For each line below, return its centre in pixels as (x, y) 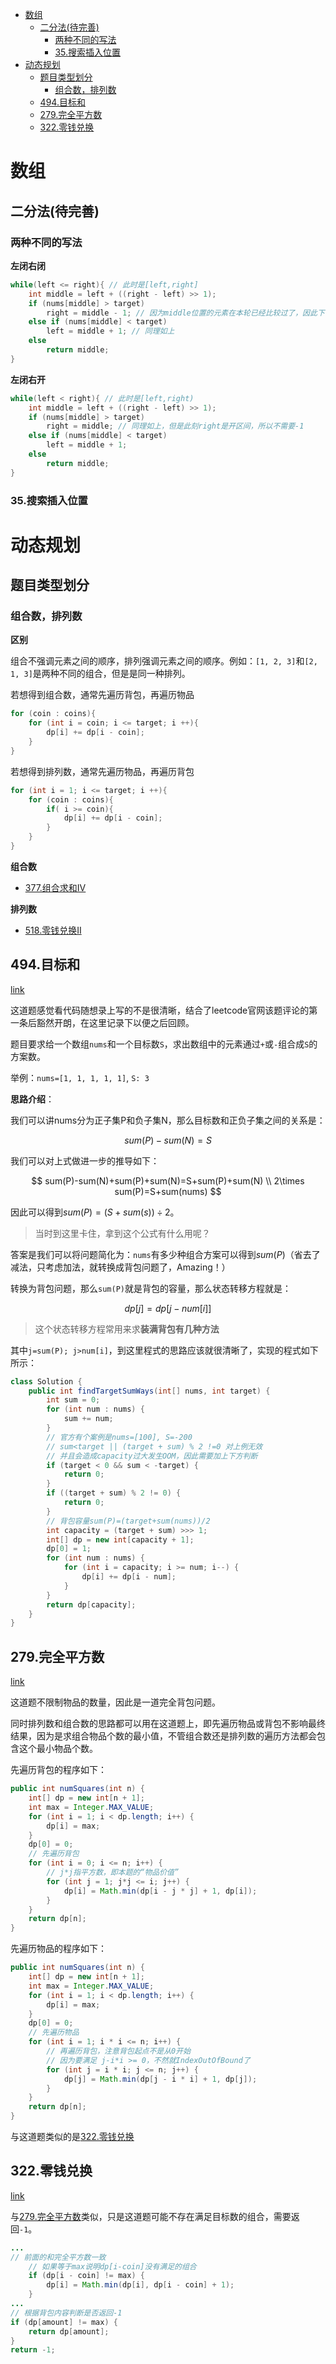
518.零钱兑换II (53, 930)
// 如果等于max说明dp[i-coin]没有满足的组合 (112, 2266)
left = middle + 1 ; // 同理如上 (110, 331)
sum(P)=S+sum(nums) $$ (168, 1191)
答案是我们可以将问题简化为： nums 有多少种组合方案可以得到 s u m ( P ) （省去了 (165, 1254)
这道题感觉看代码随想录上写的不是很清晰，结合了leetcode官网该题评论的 (160, 1010)
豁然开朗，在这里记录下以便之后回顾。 (115, 1022)
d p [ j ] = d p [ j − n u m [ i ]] (168, 1308)
